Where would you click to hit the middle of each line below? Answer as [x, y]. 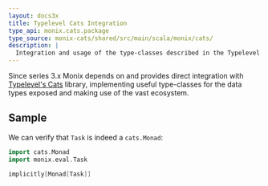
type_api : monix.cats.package [59, 30]
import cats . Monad [39, 152]
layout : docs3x [34, 16]
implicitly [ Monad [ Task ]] [50, 174]
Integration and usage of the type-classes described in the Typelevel [138, 53]
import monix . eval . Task [48, 160]
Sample [28, 118]
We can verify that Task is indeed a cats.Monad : [85, 137]
